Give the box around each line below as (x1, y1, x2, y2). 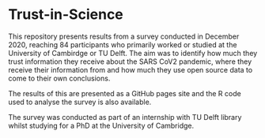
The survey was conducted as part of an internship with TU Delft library (8, 112, 242, 121)
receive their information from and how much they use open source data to (8, 65, 253, 74)
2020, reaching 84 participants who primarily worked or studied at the (8, 39, 237, 49)
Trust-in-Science (8, 6, 124, 24)
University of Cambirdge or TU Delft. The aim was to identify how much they (8, 48, 258, 58)
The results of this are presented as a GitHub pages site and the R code (8, 88, 241, 98)
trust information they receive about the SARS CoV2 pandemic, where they (8, 57, 252, 66)
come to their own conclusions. (8, 73, 111, 83)
